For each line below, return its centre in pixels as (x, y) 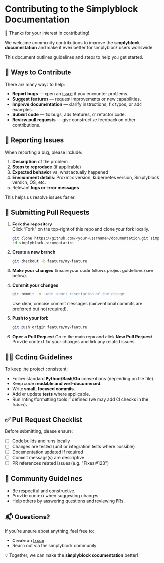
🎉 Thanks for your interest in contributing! (47, 33)
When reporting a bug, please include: (44, 152)
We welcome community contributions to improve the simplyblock (72, 42)
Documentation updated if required (47, 452)
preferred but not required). (40, 309)
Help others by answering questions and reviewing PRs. (68, 501)
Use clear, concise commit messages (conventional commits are (77, 303)
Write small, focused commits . (44, 389)
